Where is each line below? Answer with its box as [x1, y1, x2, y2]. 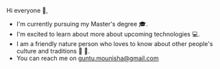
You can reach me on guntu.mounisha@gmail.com [16, 54, 159, 62]
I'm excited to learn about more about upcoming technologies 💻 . [16, 30, 200, 38]
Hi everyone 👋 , [6, 7, 49, 14]
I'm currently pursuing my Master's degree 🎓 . [16, 20, 148, 28]
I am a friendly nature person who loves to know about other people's [16, 40, 213, 47]
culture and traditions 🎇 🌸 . [16, 47, 90, 55]
